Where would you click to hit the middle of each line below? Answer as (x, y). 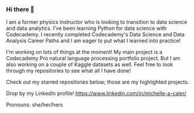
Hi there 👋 (20, 9)
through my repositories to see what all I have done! (69, 71)
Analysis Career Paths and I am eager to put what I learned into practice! (93, 41)
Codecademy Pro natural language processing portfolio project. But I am (93, 59)
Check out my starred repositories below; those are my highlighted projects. (98, 82)
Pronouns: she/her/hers (34, 105)
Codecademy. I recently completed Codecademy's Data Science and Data (96, 35)
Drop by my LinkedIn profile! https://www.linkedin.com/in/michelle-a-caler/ (96, 94)
